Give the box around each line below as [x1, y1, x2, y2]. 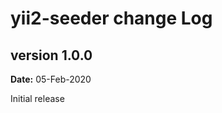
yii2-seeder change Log [10, 7, 213, 30]
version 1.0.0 [10, 47, 93, 64]
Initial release [10, 93, 65, 104]
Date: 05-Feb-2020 [10, 73, 92, 85]
